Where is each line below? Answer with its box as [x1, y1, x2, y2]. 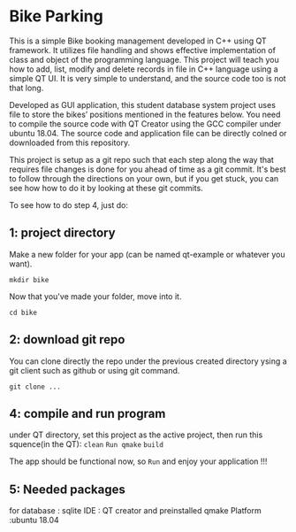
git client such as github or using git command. [9, 365, 180, 375]
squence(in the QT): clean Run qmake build [9, 439, 163, 450]
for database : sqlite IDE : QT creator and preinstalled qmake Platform [9, 505, 262, 516]
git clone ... [9, 382, 62, 391]
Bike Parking [9, 6, 103, 27]
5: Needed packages [9, 482, 125, 497]
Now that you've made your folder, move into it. [9, 290, 182, 302]
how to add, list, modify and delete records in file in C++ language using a [9, 64, 278, 74]
